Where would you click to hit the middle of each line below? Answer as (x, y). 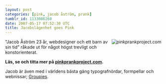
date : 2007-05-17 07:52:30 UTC (37, 23)
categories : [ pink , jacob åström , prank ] (49, 14)
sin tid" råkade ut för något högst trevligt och (51, 47)
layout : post (19, 10)
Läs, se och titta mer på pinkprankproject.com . (54, 62)
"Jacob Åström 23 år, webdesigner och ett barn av (56, 42)
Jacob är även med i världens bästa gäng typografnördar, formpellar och (80, 71)
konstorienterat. (21, 53)
